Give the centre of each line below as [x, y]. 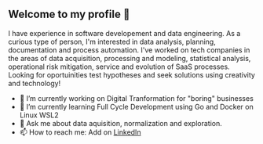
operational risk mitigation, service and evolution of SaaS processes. [119, 67]
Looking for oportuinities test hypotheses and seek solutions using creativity [131, 74]
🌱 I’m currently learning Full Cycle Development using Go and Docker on [136, 106]
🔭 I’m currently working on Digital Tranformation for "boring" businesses [136, 98]
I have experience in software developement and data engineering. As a [124, 33]
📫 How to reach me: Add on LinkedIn [80, 132]
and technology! [35, 83]
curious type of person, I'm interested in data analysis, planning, [112, 41]
